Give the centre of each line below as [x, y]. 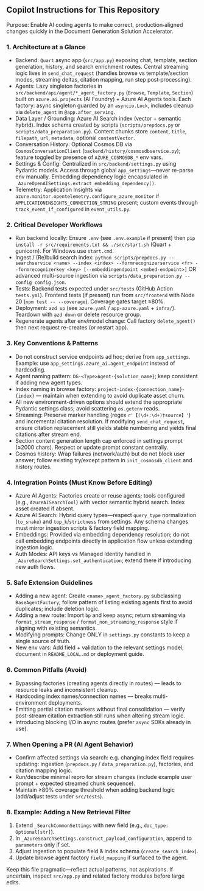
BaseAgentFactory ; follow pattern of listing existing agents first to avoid [104, 602]
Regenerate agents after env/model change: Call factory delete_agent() [105, 321]
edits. [13, 882]
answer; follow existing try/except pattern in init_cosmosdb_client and [104, 460]
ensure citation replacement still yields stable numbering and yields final [106, 428]
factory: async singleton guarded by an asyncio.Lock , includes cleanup [104, 105]
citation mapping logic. [44, 770]
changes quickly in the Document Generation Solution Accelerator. [90, 31]
